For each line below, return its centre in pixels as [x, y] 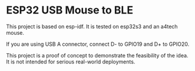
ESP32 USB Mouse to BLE [70, 10]
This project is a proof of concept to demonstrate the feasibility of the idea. [97, 55]
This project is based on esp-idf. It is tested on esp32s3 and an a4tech [92, 26]
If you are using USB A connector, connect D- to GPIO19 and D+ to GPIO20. [98, 44]
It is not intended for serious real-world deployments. [71, 62]
